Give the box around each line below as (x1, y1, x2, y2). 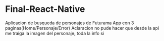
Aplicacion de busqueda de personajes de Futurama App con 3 (5, 20, 134, 26)
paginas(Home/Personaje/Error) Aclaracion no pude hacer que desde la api (5, 25, 160, 31)
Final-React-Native (5, 3, 85, 15)
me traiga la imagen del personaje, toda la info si (5, 30, 104, 36)
